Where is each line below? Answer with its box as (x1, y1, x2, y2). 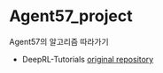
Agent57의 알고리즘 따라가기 (9, 36, 109, 47)
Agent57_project (9, 6, 133, 26)
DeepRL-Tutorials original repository (21, 54, 154, 64)
